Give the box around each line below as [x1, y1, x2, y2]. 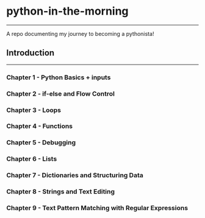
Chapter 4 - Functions [6, 122, 73, 130]
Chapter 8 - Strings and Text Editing [6, 188, 115, 196]
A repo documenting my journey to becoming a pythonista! [6, 30, 154, 37]
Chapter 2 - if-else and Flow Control [6, 90, 115, 98]
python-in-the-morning [6, 4, 129, 18]
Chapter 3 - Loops [6, 105, 61, 114]
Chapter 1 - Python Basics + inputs [6, 73, 111, 82]
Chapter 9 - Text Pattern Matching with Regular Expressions [6, 204, 188, 213]
